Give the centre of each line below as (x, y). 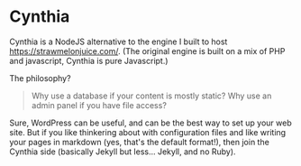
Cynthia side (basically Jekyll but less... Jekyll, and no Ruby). (123, 152)
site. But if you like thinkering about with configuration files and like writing (148, 132)
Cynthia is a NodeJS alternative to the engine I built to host (119, 41)
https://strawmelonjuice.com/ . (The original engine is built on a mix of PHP (147, 51)
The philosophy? (40, 78)
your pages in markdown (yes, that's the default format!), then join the (140, 142)
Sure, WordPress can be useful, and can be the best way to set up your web (150, 123)
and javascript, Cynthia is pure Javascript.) (89, 60)
